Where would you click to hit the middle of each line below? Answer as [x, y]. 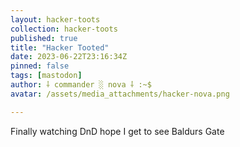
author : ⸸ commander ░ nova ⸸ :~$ [81, 85]
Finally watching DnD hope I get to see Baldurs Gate [117, 131]
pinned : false [40, 66]
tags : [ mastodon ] [46, 76]
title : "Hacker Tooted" [60, 47]
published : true [44, 38]
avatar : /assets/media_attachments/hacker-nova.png [120, 94]
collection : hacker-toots [64, 29]
